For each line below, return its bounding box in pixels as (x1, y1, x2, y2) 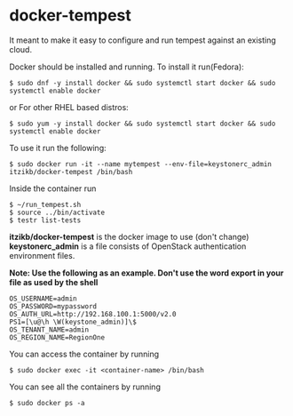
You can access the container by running (9, 348, 160, 359)
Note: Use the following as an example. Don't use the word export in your (9, 268, 284, 278)
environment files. (9, 250, 75, 260)
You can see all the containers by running (9, 381, 162, 392)
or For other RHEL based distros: (9, 101, 129, 112)
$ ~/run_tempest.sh (9, 200, 82, 209)
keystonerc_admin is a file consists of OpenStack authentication (9, 241, 247, 252)
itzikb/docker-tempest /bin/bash (9, 167, 133, 176)
